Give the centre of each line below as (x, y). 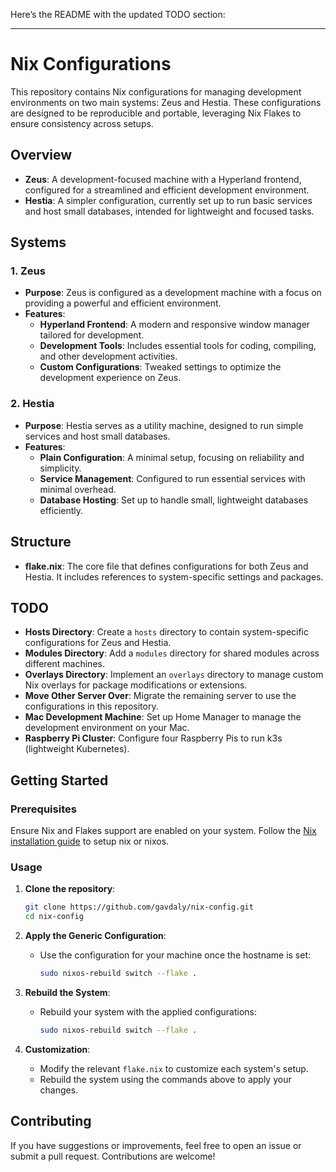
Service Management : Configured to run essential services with (172, 478)
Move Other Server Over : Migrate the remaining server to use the (160, 696)
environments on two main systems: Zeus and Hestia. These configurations (166, 102)
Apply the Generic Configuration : (95, 936)
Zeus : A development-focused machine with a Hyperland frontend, (163, 179)
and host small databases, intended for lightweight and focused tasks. (169, 211)
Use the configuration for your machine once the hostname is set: (175, 955)
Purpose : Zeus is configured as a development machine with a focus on (173, 293)
